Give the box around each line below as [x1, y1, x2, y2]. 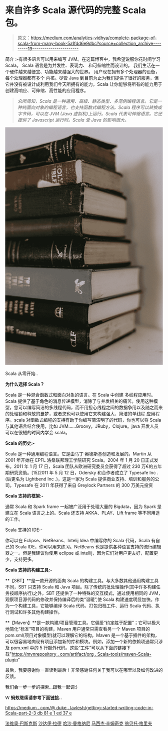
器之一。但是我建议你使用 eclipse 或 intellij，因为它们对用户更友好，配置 [5, 550, 154, 556]
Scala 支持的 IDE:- [5, 527, 42, 533]
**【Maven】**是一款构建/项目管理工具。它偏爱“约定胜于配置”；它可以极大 [5, 620, 160, 626]
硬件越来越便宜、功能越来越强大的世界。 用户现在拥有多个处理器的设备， [9, 68, 160, 74]
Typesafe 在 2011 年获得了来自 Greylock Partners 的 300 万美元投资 [13, 482, 153, 488]
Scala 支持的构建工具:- [5, 567, 52, 573]
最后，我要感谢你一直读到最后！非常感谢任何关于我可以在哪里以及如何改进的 [5, 667, 163, 673]
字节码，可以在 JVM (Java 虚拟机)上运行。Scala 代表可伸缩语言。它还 [17, 110, 162, 116]
